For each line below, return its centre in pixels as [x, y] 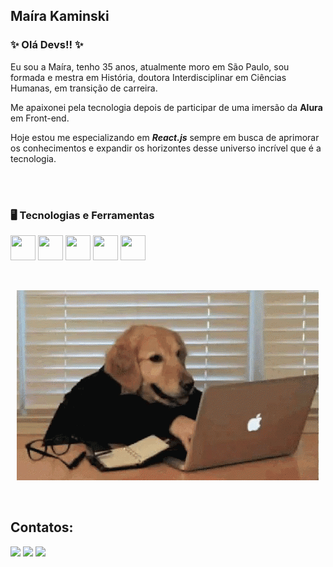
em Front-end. [40, 118]
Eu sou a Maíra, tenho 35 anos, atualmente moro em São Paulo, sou [150, 66]
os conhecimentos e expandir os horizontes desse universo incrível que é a [166, 148]
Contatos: [42, 527]
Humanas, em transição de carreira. [84, 88]
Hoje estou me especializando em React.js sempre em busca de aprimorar [165, 137]
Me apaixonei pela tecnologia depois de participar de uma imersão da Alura [166, 107]
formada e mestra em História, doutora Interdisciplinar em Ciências [148, 77]
